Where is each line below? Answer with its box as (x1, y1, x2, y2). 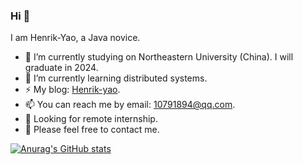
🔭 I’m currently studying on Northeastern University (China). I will (24, 51, 294, 63)
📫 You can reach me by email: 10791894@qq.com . (24, 99, 236, 111)
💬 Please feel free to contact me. (24, 124, 160, 136)
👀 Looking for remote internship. (24, 113, 158, 125)
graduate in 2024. (24, 62, 99, 74)
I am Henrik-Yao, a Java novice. (10, 32, 141, 44)
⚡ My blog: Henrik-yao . (24, 84, 121, 96)
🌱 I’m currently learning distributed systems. (24, 72, 208, 84)
